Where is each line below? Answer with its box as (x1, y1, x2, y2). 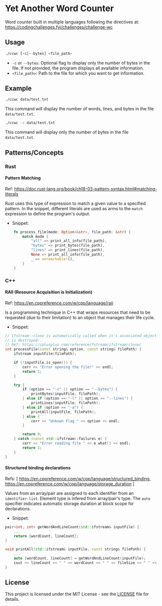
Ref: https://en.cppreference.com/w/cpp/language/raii (5, 300, 114, 306)
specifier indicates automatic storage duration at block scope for (5, 501, 134, 506)
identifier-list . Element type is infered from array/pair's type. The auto (5, 495, 151, 501)
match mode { (22, 234, 49, 239)
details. (5, 596, 20, 602)
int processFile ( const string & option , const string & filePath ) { (5, 347, 142, 352)
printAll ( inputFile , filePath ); (30, 409, 96, 414)
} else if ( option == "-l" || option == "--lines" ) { (22, 396, 133, 401)
